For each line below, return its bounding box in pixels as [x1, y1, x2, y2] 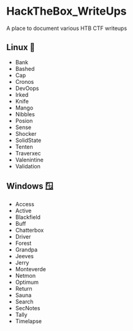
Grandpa [15, 246, 38, 253]
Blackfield [15, 213, 41, 221]
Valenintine [15, 156, 44, 163]
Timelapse [15, 317, 42, 325]
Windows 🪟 [6, 181, 53, 192]
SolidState [15, 136, 42, 144]
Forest [15, 239, 32, 247]
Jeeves [15, 252, 34, 259]
